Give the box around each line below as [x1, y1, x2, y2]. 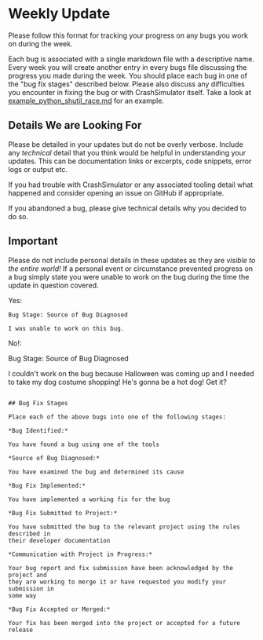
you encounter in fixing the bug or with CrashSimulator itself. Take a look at [8, 87, 251, 97]
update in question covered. [8, 280, 100, 290]
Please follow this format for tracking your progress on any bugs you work [8, 31, 249, 40]
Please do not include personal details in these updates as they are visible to [8, 255, 256, 265]
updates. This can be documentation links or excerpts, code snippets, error [8, 156, 252, 166]
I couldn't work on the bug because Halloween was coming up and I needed [8, 368, 254, 378]
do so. [8, 211, 29, 221]
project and [8, 571, 47, 579]
